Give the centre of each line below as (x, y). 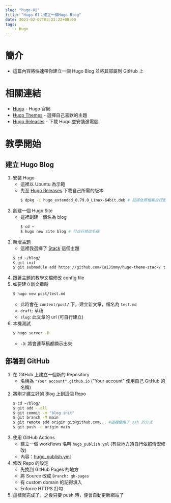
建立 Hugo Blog (30, 164)
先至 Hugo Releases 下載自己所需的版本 (62, 190)
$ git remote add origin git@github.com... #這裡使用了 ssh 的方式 (82, 422)
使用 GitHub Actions (34, 438)
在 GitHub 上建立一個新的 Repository (51, 374)
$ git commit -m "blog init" (44, 413)
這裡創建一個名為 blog (44, 217)
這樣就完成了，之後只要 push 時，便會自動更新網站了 (68, 495)
